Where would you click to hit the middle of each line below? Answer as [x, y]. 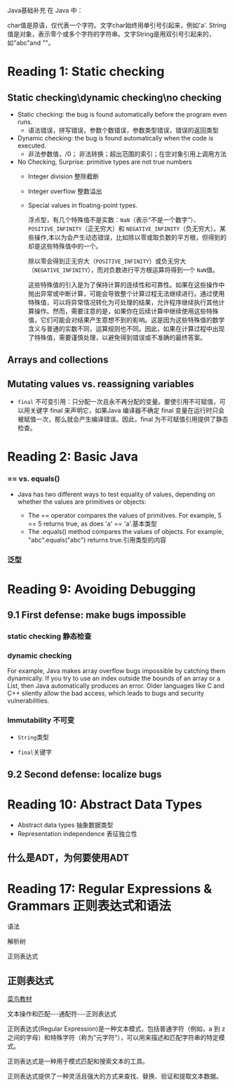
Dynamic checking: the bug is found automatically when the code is [115, 138]
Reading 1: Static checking [86, 72]
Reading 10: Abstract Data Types [105, 805]
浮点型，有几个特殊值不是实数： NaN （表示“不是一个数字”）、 [114, 220]
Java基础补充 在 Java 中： [45, 10]
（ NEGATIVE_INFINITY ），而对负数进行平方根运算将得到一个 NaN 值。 [123, 270]
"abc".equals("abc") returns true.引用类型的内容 [97, 540]
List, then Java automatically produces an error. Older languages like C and [116, 686]
